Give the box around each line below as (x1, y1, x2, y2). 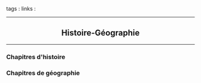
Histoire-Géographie (61, 28, 140, 38)
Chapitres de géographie (6, 69, 80, 77)
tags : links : (6, 5, 36, 12)
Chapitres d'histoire (6, 53, 66, 61)
